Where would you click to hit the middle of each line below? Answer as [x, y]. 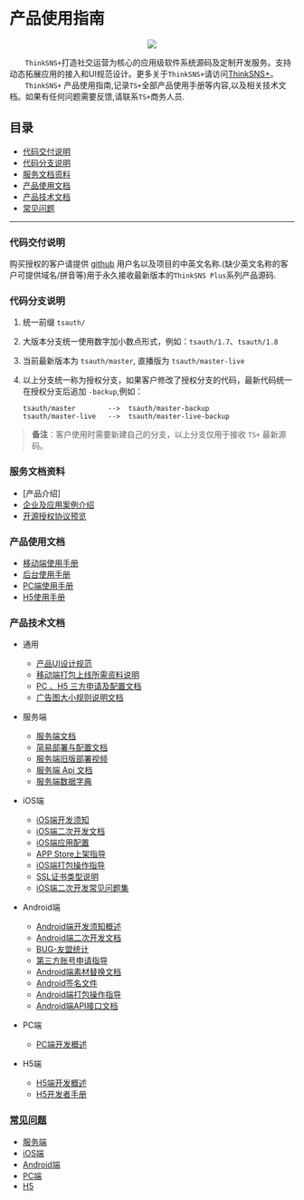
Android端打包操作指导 [79, 995]
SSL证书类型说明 [67, 877]
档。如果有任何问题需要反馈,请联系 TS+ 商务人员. [97, 96]
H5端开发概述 [62, 1083]
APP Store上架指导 [71, 854]
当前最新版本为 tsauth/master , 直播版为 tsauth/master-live [133, 361]
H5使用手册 [44, 597]
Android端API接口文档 [77, 1006]
